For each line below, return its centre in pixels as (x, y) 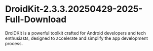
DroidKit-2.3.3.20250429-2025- (74, 9)
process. (14, 43)
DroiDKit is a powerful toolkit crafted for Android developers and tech (76, 33)
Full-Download (36, 19)
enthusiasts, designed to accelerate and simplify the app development (76, 38)
